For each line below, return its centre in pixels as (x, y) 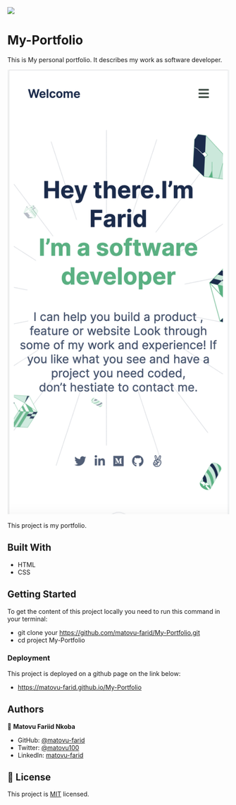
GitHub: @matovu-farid (51, 740)
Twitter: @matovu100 (48, 747)
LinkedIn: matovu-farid (50, 755)
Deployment (29, 658)
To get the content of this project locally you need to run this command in (114, 611)
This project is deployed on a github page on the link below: (94, 673)
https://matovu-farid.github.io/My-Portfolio (80, 687)
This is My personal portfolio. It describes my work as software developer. (115, 59)
